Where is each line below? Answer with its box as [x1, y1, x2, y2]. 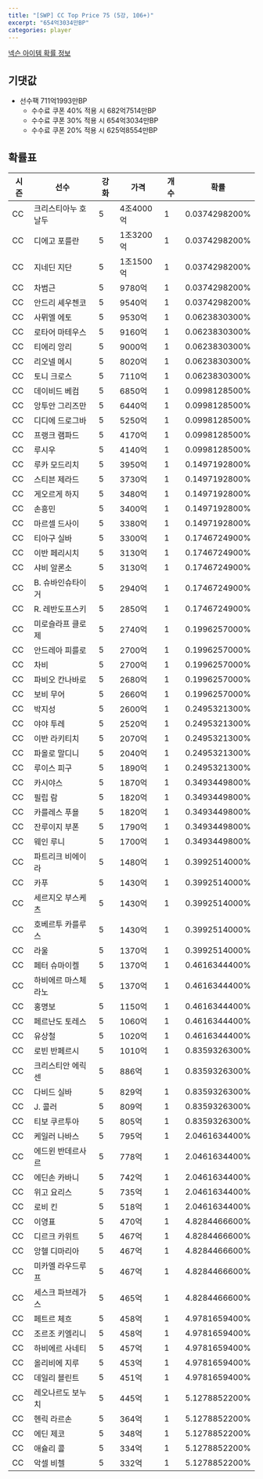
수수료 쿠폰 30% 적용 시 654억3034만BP [31, 115, 159, 126]
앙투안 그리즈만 [34, 401, 87, 411]
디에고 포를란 [34, 236, 80, 246]
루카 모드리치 [34, 459, 80, 470]
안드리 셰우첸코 [34, 298, 87, 308]
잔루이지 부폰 [34, 822, 80, 833]
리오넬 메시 [34, 357, 73, 367]
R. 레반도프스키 [34, 604, 87, 614]
